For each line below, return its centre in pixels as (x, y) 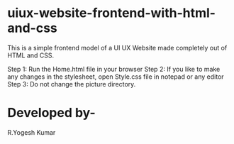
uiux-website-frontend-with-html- (112, 13)
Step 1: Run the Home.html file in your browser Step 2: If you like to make (114, 69)
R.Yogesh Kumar (32, 132)
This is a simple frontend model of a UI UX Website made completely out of (117, 48)
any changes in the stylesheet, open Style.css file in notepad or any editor (116, 77)
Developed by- (51, 113)
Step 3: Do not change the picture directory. (72, 84)
